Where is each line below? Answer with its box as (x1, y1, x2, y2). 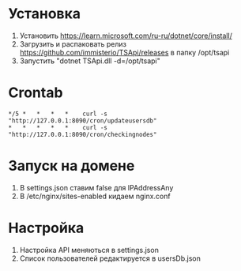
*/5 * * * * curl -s (8, 110, 108, 118)
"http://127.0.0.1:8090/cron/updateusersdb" (8, 116, 157, 125)
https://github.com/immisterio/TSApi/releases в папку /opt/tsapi (19, 47, 230, 57)
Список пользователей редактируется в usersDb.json (19, 254, 201, 263)
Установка (8, 5, 81, 23)
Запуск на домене (8, 157, 135, 175)
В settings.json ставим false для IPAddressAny (19, 183, 174, 192)
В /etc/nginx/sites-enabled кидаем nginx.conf (19, 191, 171, 201)
